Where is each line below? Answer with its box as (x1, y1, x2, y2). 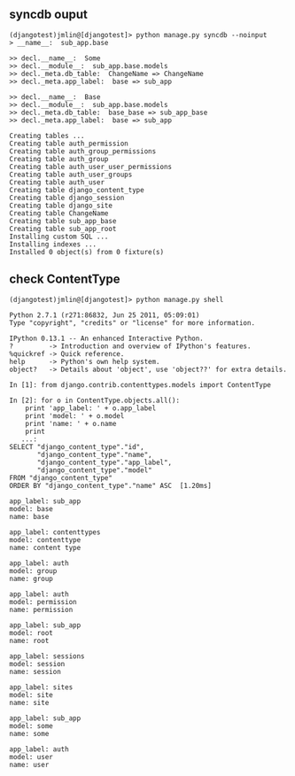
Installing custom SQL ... (9, 232, 109, 241)
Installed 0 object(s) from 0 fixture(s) (9, 247, 165, 256)
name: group (9, 574, 53, 583)
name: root (9, 636, 50, 645)
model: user (9, 752, 53, 761)
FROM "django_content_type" (9, 473, 113, 482)
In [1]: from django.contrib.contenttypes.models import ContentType (9, 380, 272, 389)
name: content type (9, 543, 82, 552)
